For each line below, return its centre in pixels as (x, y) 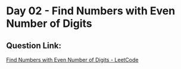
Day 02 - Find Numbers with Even (91, 11)
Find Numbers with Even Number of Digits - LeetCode (72, 60)
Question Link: (34, 46)
